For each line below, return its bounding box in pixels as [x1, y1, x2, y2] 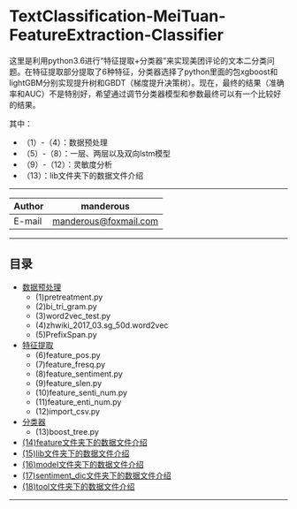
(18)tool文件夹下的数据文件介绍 [21, 481, 135, 491]
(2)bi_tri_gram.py [34, 300, 97, 311]
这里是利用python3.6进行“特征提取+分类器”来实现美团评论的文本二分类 [9, 55, 268, 65]
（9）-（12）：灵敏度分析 [21, 159, 113, 170]
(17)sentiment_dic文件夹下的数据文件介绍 [21, 470, 172, 481]
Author [13, 200, 44, 212]
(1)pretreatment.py [34, 292, 103, 302]
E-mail [13, 215, 42, 227]
